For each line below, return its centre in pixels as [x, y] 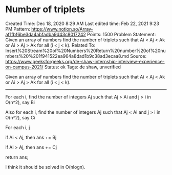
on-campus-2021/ [24, 67]
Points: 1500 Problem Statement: [121, 34]
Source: [138, 56]
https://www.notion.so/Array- [62, 29]
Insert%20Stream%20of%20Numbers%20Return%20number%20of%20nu [86, 51]
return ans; [17, 157]
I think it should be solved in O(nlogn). [45, 167]
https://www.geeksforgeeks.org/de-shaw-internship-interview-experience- [85, 61]
